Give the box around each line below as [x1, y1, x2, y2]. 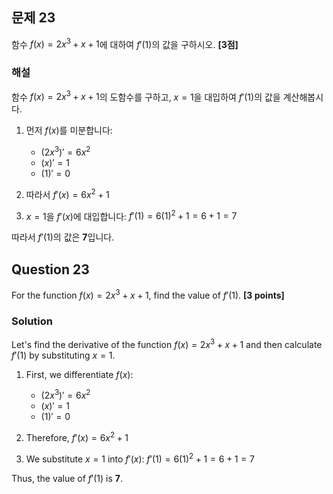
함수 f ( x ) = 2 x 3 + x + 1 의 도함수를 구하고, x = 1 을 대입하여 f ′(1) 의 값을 [11, 89, 281, 103]
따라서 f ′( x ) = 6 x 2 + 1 [25, 187, 110, 200]
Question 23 [11, 261, 90, 278]
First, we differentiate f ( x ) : [25, 368, 134, 380]
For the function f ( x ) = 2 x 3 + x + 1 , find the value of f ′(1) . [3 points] [11, 288, 285, 301]
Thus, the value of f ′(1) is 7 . [11, 472, 123, 484]
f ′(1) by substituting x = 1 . [11, 349, 116, 361]
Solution [11, 314, 54, 328]
